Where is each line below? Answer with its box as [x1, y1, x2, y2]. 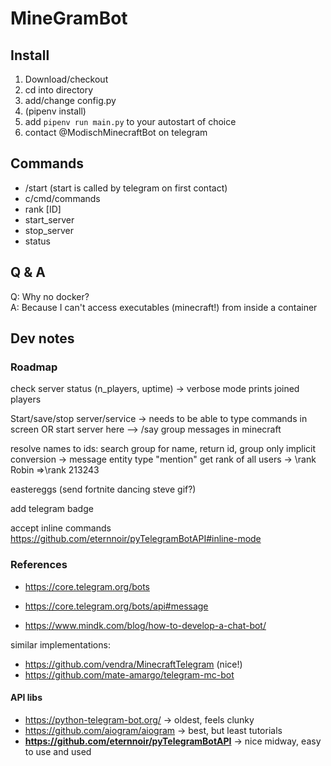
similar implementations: [10, 638, 111, 651]
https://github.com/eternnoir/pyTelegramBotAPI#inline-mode [10, 533, 262, 545]
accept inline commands [10, 522, 112, 534]
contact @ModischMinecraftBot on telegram [24, 127, 208, 138]
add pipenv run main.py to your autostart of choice [24, 116, 237, 127]
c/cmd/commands [24, 192, 101, 204]
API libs [10, 692, 43, 704]
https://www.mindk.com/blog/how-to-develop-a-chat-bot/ [24, 619, 267, 631]
